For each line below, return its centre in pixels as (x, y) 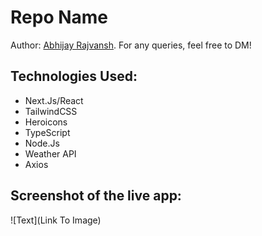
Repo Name (59, 17)
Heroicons (46, 122)
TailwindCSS (51, 111)
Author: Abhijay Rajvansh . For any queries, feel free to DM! (131, 45)
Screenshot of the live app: (96, 196)
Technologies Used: (74, 76)
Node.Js (42, 143)
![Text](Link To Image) (56, 220)
